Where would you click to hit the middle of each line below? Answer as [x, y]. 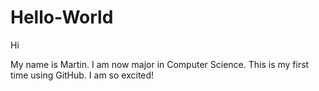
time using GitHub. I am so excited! [82, 75]
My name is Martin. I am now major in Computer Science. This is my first [160, 64]
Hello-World [62, 17]
